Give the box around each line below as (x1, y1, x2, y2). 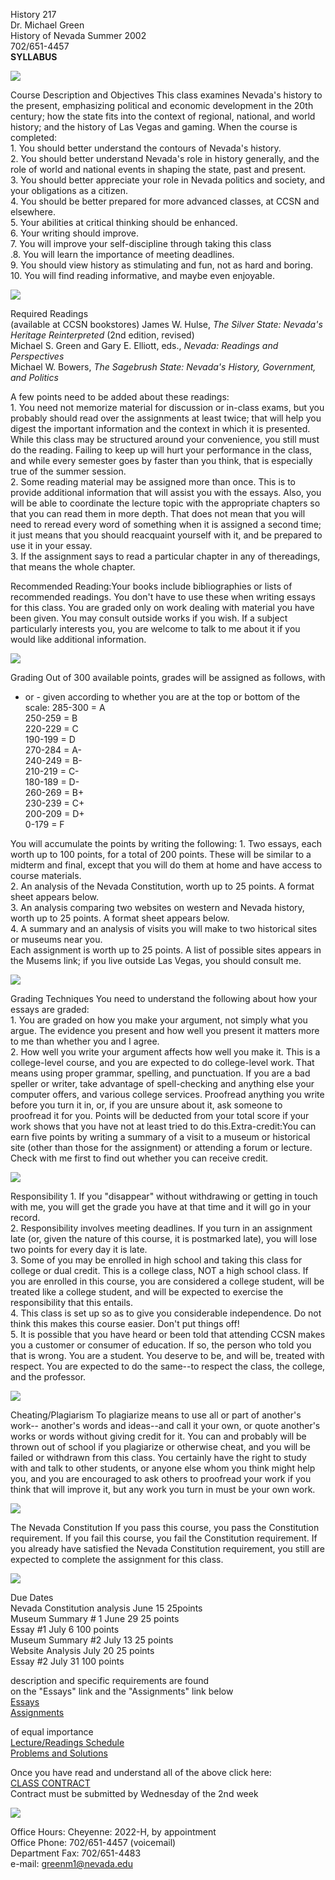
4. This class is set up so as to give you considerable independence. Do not (10, 1307, 322, 1319)
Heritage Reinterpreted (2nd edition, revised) (10, 329, 195, 341)
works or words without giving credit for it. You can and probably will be (10, 1430, 307, 1442)
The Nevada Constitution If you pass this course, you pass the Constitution (10, 1522, 320, 1533)
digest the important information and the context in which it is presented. (10, 423, 311, 434)
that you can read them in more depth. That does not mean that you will (10, 508, 306, 519)
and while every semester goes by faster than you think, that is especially (10, 455, 313, 466)
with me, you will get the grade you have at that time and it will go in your (10, 1201, 312, 1213)
